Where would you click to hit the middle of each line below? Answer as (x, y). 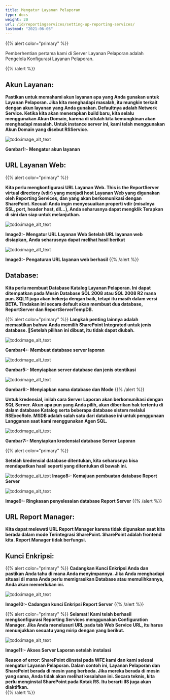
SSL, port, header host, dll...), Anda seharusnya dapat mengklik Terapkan (84, 209)
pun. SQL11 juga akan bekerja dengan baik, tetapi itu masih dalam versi (81, 298)
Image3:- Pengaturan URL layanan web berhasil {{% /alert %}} (72, 259)
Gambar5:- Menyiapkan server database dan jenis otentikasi (71, 370)
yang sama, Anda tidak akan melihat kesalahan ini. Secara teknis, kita (80, 677)
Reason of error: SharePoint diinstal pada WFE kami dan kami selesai (79, 660)
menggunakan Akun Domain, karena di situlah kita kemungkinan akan (80, 118)
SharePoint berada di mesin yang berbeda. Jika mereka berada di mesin (82, 671)
